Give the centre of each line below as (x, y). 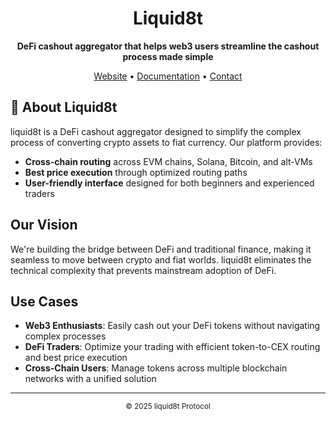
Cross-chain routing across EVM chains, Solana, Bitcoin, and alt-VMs (168, 161)
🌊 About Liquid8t (64, 107)
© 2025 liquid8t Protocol (168, 407)
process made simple (168, 56)
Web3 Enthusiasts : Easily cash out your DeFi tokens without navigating (172, 326)
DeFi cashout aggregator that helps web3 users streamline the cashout (168, 46)
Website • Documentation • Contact (168, 76)
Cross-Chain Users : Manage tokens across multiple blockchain (156, 368)
